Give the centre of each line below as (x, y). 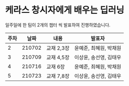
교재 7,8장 (58, 76)
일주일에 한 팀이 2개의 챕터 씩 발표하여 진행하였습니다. (58, 25)
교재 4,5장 (58, 57)
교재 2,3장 (58, 48)
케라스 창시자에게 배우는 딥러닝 (65, 10)
